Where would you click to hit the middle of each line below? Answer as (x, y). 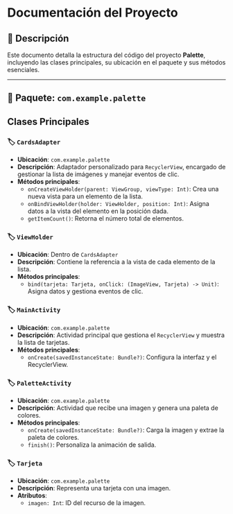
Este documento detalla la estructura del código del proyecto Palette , (106, 55)
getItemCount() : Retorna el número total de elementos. (106, 219)
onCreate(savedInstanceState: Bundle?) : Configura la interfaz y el (122, 357)
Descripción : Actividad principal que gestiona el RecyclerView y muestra (121, 335)
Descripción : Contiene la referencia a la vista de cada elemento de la (116, 262)
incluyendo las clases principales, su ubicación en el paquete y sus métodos (116, 62)
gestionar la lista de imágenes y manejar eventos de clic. (98, 174)
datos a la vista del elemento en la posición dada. (98, 211)
